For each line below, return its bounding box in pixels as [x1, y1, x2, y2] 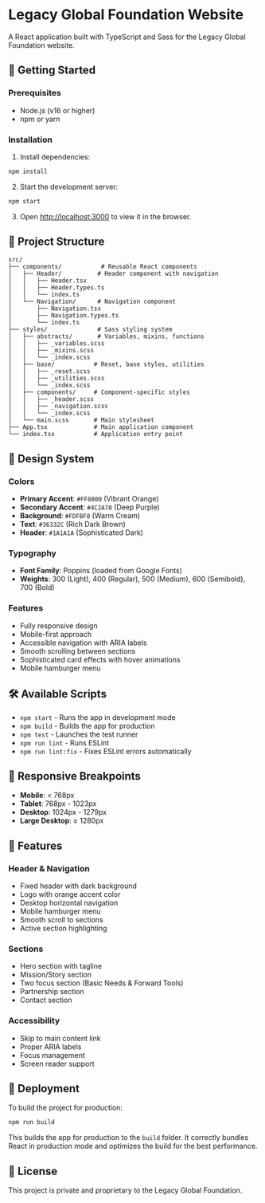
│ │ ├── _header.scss [8, 395, 94, 403]
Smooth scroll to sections [19, 915, 103, 925]
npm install [8, 167, 48, 175]
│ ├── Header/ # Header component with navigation [8, 269, 219, 278]
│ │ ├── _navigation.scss [8, 403, 109, 411]
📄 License [8, 1164, 58, 1177]
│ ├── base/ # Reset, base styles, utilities [8, 360, 205, 368]
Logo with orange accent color [19, 890, 121, 899]
